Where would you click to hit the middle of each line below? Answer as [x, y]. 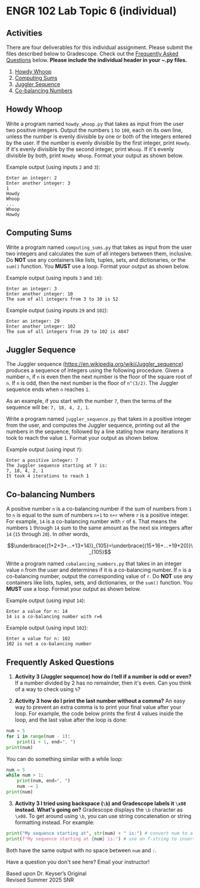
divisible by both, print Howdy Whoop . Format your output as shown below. [95, 155]
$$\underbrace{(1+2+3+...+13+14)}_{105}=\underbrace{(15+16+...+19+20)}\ [100, 546]
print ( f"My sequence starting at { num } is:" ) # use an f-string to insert [101, 839]
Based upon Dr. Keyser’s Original [46, 873]
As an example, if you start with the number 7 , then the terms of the [89, 401]
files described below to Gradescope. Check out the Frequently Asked [92, 54]
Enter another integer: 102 [41, 326]
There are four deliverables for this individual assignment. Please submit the [99, 47]
